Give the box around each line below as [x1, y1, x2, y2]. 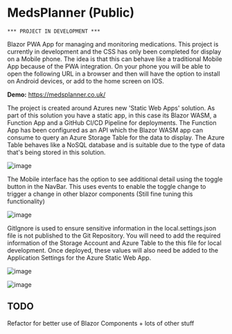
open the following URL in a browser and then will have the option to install [7, 69, 220, 78]
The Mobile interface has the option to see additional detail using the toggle [7, 175, 223, 183]
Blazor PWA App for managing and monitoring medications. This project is [7, 40, 219, 48]
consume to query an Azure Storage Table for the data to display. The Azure [7, 133, 225, 142]
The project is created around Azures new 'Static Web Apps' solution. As [7, 103, 215, 112]
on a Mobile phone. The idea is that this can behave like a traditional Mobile [7, 54, 223, 63]
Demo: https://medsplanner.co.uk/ [7, 90, 106, 99]
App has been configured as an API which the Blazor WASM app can [7, 126, 203, 134]
